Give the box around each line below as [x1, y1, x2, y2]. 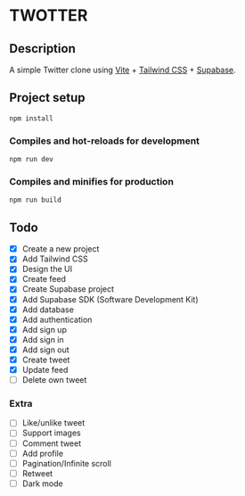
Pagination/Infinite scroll [21, 458, 111, 468]
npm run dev [9, 155, 53, 164]
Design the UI [21, 264, 73, 275]
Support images [21, 427, 82, 438]
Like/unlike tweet [21, 417, 86, 428]
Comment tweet [21, 438, 82, 449]
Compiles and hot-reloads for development [9, 135, 200, 147]
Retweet [21, 467, 53, 478]
